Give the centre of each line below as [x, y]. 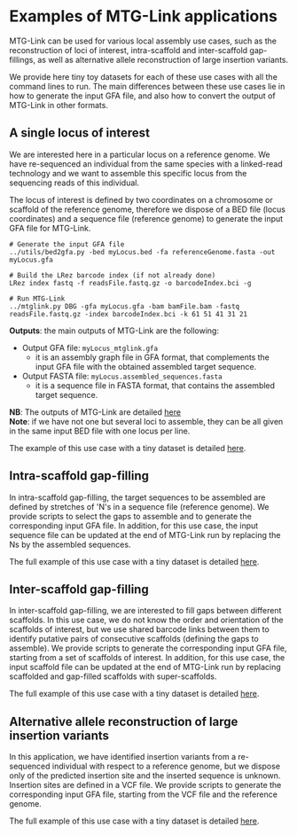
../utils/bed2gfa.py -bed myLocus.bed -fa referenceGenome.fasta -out [142, 252]
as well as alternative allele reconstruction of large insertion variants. [163, 59]
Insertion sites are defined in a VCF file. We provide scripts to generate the [145, 785]
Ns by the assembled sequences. [70, 544]
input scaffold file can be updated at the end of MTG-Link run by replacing [145, 667]
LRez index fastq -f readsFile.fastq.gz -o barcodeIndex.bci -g [130, 283]
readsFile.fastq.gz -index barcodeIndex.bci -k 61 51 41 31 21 [129, 314]
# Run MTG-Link [37, 299]
